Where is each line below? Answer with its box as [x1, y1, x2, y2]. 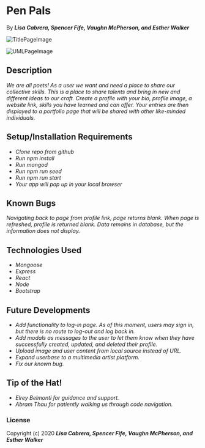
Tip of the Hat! [6, 378, 62, 388]
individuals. [6, 114, 35, 121]
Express [15, 268, 36, 275]
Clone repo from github [15, 148, 75, 155]
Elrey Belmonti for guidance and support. [15, 394, 119, 401]
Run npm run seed [15, 167, 62, 175]
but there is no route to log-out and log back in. [15, 328, 135, 335]
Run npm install [15, 154, 55, 162]
